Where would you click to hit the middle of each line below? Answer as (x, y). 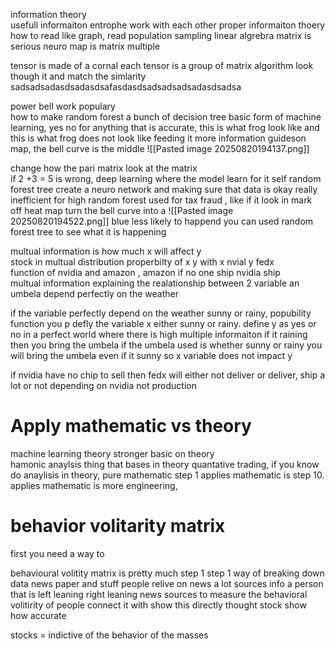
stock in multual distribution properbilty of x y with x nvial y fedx (142, 262)
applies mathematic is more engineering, (94, 485)
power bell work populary (63, 106)
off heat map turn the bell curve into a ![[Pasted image (122, 210)
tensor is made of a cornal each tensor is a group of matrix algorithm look (162, 65)
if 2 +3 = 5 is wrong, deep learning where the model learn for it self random (166, 178)
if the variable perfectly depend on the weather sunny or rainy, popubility (161, 313)
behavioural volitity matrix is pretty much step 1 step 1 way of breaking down (167, 573)
